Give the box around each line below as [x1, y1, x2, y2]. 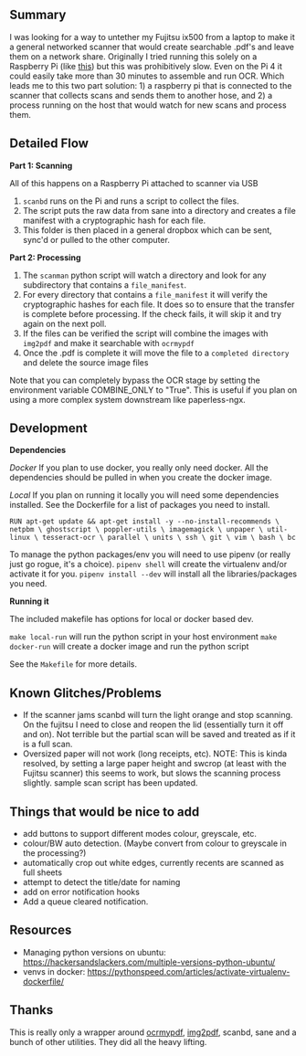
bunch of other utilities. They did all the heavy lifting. [9, 1036, 207, 1047]
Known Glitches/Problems [9, 685, 163, 701]
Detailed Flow [9, 136, 90, 152]
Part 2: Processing [9, 251, 81, 263]
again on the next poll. [22, 318, 107, 329]
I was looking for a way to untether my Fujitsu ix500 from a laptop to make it [9, 31, 295, 42]
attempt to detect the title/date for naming [22, 877, 181, 888]
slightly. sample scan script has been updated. [22, 777, 198, 788]
